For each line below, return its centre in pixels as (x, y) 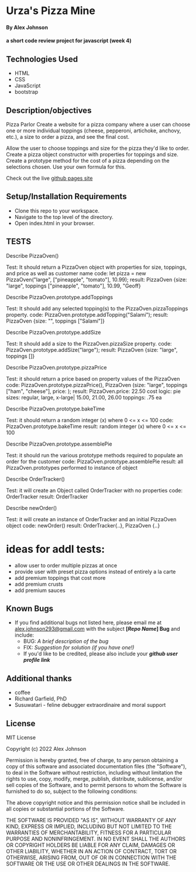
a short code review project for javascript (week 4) (69, 41)
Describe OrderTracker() (36, 479)
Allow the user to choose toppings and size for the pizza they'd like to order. (98, 148)
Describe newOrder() (32, 508)
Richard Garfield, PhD (41, 699)
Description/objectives (49, 110)
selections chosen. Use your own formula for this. (66, 167)
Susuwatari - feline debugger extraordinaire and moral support (90, 705)
